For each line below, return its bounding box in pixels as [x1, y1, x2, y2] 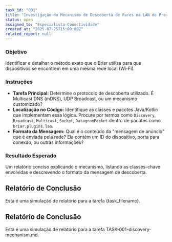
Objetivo [5, 48, 27, 55]
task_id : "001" [5, 7, 38, 13]
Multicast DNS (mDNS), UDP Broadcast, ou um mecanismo [12, 96, 137, 102]
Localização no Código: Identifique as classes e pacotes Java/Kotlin [12, 106, 158, 113]
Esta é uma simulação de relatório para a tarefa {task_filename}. [5, 197, 141, 203]
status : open [5, 17, 33, 22]
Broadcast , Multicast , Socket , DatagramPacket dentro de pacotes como [12, 117, 161, 123]
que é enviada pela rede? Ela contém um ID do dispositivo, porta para [12, 134, 160, 140]
